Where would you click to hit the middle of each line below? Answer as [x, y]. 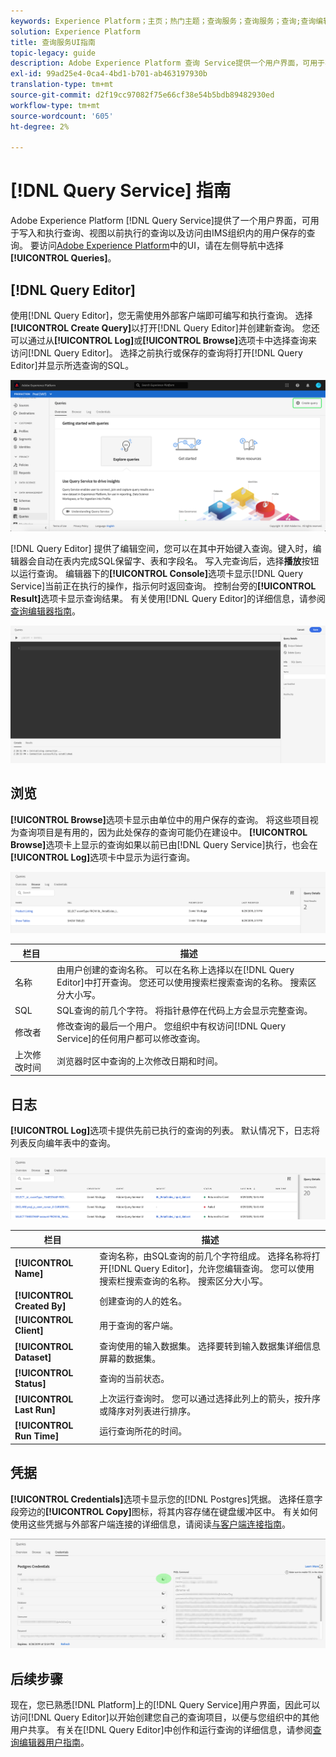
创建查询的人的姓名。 [143, 1301]
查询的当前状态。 [134, 1378]
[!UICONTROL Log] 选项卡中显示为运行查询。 [103, 857]
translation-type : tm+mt [62, 85]
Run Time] [37, 1436]
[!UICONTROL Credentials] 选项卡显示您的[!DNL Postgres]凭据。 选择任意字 [166, 1499]
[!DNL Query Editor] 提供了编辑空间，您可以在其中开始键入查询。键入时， [161, 549]
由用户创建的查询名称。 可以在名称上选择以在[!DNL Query [175, 969]
